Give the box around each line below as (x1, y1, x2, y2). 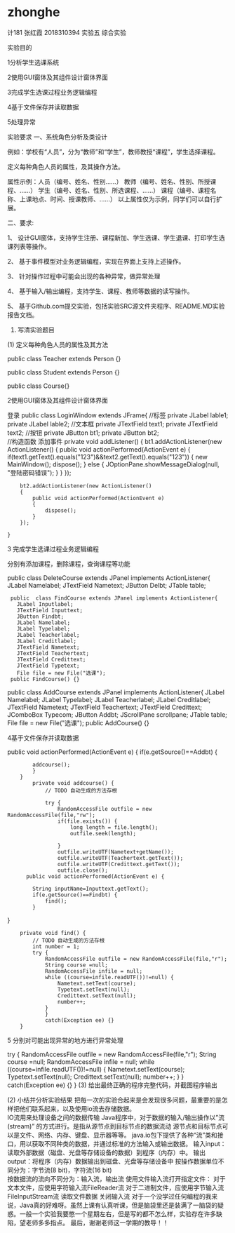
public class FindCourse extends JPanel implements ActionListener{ (10, 594, 218, 602)
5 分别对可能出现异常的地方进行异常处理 (7, 1036, 124, 1044)
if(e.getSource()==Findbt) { (32, 891, 118, 898)
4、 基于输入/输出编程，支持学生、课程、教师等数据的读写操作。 (7, 287, 194, 295)
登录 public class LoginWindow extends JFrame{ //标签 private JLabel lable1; (7, 411, 229, 419)
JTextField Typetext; (16, 662, 80, 669)
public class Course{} (7, 382, 70, 390)
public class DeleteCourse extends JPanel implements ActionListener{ (7, 573, 210, 582)
